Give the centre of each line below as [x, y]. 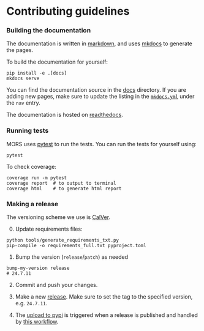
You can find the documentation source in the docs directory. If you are [96, 90]
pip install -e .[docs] [37, 73]
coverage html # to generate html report [64, 188]
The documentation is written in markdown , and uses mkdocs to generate [100, 43]
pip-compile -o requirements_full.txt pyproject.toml [77, 246]
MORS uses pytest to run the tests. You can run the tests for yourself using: [102, 144]
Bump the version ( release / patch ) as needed [72, 257]
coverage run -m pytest [37, 178]
